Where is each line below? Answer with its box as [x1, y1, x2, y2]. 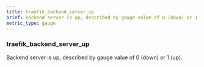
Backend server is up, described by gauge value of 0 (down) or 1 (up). [6, 54, 183, 61]
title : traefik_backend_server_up [6, 8, 95, 15]
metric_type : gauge [6, 20, 56, 26]
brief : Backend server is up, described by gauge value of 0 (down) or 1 [6, 14, 199, 21]
